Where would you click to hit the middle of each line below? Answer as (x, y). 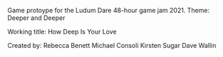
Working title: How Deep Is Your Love (62, 32)
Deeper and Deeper (36, 18)
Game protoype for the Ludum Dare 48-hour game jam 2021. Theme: (109, 10)
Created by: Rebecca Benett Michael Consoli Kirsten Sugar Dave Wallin (112, 45)
